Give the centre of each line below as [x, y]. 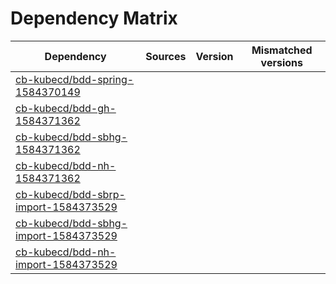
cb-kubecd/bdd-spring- [75, 79]
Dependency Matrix [94, 18]
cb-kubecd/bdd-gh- [66, 108]
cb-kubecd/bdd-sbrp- [70, 194]
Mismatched [282, 50]
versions [281, 62]
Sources [166, 56]
